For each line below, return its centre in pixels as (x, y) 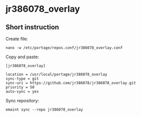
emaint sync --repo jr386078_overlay (44, 110)
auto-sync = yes (22, 92)
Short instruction (32, 27)
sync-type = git (22, 79)
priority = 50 (20, 87)
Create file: (17, 39)
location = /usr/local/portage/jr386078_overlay (56, 74)
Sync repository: (22, 101)
